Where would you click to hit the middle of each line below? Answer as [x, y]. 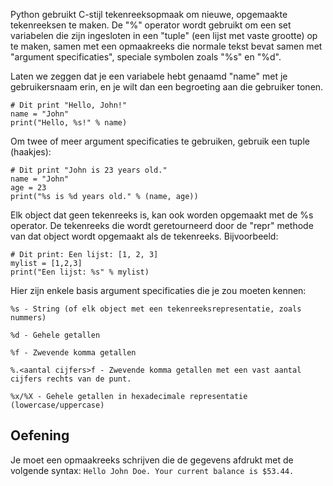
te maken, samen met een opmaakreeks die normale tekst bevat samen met [166, 46]
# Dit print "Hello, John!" [69, 105]
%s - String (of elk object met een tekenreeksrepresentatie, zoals [156, 309]
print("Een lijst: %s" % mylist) [80, 272]
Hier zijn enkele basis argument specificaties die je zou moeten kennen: [158, 290]
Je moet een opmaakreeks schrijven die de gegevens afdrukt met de [152, 460]
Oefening [40, 435]
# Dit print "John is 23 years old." [89, 170]
